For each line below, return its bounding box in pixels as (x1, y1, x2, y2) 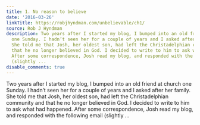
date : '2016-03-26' (6, 14, 55, 20)
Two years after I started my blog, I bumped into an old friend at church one (6, 80, 192, 87)
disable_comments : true (6, 64, 65, 70)
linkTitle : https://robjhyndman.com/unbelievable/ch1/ (6, 20, 145, 26)
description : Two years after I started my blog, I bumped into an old (6, 31, 187, 37)
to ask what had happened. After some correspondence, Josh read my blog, (6, 105, 193, 113)
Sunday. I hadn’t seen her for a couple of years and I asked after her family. (6, 87, 190, 94)
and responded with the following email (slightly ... (6, 112, 130, 119)
